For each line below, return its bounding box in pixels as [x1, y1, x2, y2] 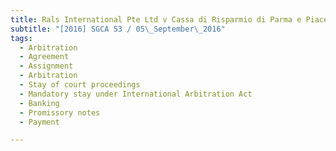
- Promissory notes [19, 107, 101, 118]
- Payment [19, 117, 60, 127]
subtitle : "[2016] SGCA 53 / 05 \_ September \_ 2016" [10, 24, 226, 34]
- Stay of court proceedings [19, 80, 141, 90]
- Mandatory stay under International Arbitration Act [19, 89, 253, 99]
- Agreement [19, 52, 70, 62]
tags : [10, 33, 33, 43]
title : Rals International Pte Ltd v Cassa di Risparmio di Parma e [10, 14, 302, 25]
